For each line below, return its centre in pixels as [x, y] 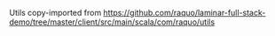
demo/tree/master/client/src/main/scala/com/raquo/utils [112, 22]
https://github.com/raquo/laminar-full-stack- [185, 13]
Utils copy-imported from [55, 13]
